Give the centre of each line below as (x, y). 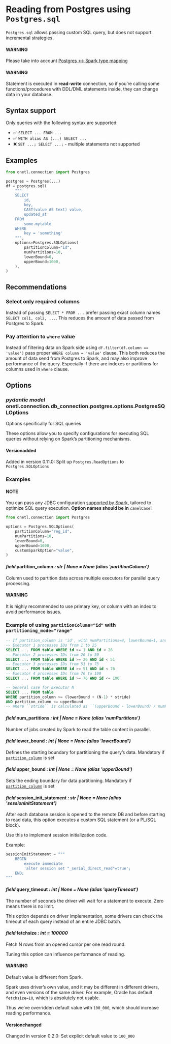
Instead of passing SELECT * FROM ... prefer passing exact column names (83, 313)
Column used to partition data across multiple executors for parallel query (83, 578)
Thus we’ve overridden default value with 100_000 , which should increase (82, 1007)
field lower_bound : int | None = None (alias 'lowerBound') (68, 741)
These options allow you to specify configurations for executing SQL (77, 433)
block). (13, 825)
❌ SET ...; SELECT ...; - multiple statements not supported (76, 144)
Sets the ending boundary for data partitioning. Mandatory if (69, 780)
